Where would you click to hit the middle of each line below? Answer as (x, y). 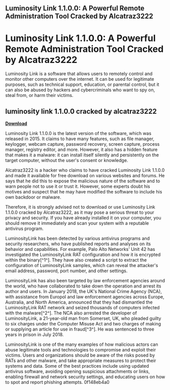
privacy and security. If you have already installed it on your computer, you (83, 218)
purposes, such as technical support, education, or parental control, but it (82, 85)
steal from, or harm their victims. (39, 95)
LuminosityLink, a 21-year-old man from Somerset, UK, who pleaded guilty (83, 318)
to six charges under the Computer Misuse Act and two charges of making (83, 324)
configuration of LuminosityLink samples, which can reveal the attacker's (82, 266)
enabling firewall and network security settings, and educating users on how (85, 377)
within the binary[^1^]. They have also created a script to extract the (76, 260)
